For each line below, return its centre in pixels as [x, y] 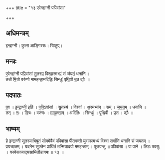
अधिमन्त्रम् [17, 33]
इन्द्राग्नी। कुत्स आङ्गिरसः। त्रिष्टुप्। [34, 45]
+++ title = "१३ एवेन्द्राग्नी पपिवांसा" [36, 8]
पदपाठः [14, 95]
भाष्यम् [13, 129]
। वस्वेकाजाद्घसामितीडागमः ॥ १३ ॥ [35, 152]
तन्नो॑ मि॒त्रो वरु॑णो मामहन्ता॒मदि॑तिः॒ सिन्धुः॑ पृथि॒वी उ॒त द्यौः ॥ [48, 79]
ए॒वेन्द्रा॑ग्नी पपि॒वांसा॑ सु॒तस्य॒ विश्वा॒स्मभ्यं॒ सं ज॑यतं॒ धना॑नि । [48, 73]
